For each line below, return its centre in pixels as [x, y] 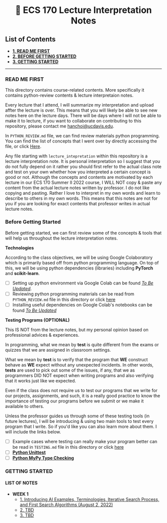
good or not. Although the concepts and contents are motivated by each [79, 177]
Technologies [20, 248]
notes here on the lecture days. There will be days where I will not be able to [83, 116]
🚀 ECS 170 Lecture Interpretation [83, 10]
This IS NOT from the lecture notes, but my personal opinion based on [77, 329]
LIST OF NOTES [21, 483]
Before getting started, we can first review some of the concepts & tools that [83, 233]
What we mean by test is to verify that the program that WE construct [77, 359]
